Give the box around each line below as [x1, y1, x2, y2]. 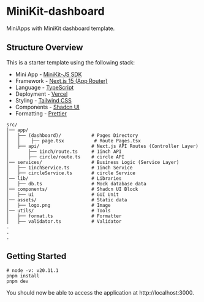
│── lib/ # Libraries [6, 175, 122, 182]
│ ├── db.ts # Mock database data [6, 180, 147, 187]
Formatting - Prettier [15, 109, 67, 117]
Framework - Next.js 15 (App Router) [15, 77, 108, 84]
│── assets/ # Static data [6, 196, 127, 203]
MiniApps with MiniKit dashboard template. [6, 25, 115, 32]
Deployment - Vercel [15, 90, 68, 98]
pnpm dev [6, 278, 29, 284]
